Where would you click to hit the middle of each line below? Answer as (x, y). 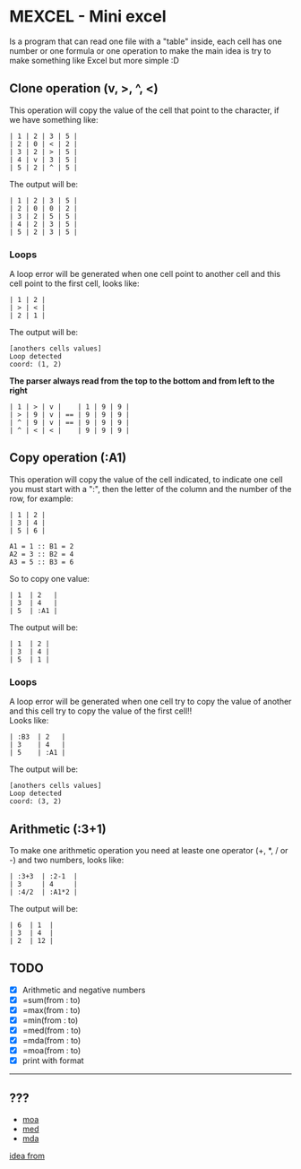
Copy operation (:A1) (68, 458)
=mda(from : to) (52, 1041)
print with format (53, 1061)
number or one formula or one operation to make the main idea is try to (140, 50)
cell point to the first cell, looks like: (74, 283)
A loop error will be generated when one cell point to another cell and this (145, 274)
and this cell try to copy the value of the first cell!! (101, 711)
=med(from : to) (52, 1030)
